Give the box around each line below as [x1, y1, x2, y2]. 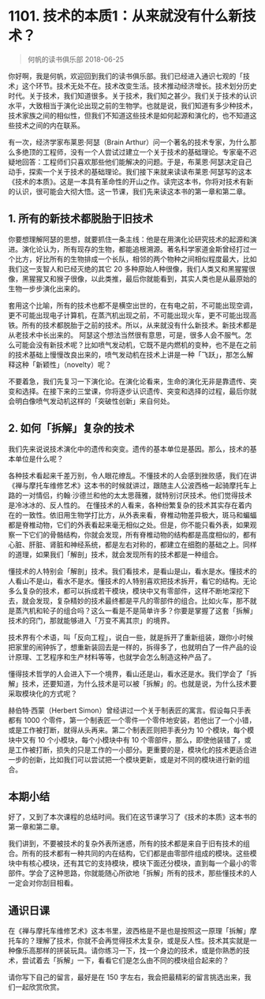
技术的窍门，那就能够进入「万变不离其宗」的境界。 [8, 615, 174, 625]
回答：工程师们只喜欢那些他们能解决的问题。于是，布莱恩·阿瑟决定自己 [21, 157, 252, 166]
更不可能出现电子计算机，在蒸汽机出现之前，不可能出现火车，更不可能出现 [8, 310, 250, 320]
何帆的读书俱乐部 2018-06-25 [27, 54, 125, 64]
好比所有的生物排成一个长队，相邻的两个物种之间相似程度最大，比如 [35, 254, 257, 264]
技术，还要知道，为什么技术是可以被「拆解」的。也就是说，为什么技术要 [21, 679, 257, 688]
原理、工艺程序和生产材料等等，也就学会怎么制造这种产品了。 [14, 652, 215, 661]
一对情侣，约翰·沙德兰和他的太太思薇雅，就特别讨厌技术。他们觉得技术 [21, 490, 252, 499]
